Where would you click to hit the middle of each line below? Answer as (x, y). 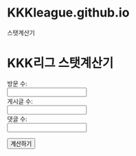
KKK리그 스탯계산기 (60, 63)
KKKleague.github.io (68, 13)
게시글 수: (20, 101)
